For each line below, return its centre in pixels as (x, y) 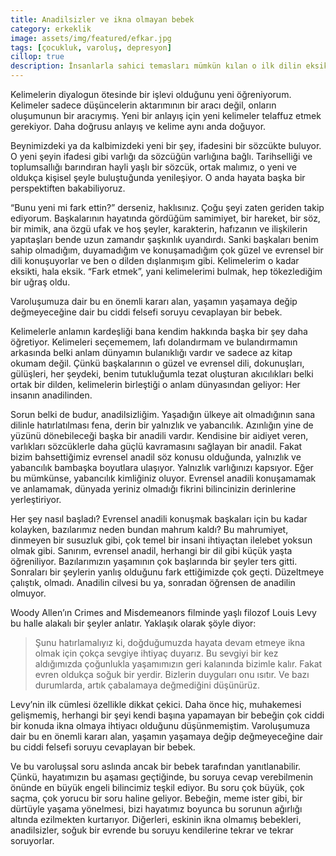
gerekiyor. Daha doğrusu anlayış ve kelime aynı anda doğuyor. (138, 126)
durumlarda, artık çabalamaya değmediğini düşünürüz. (147, 685)
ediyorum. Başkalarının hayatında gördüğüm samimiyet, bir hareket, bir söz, (165, 218)
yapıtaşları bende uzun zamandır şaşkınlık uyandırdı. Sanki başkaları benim (164, 239)
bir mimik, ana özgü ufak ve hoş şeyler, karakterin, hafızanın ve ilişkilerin (159, 229)
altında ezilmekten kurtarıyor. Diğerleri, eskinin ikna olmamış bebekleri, (156, 819)
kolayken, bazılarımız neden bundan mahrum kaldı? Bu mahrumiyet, (149, 529)
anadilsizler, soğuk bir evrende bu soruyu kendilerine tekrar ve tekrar (152, 830)
